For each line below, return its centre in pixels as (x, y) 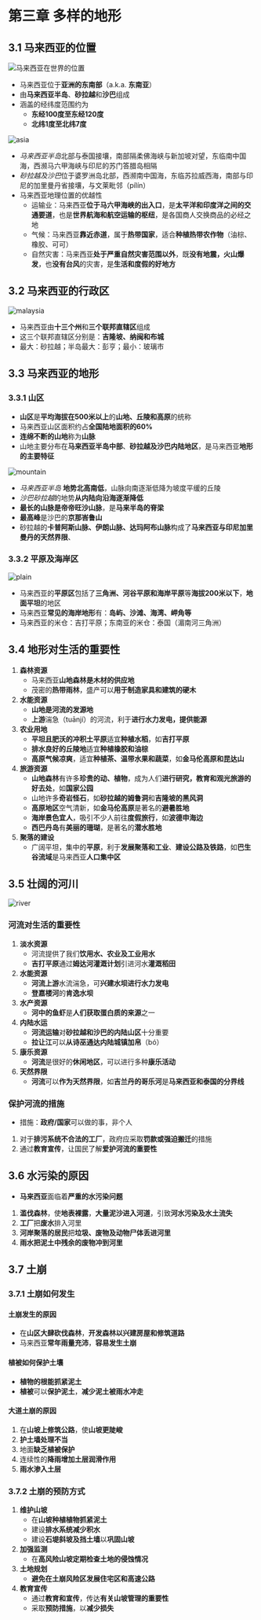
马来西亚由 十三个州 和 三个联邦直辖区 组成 (85, 326)
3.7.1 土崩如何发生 (42, 1294)
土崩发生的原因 (32, 1314)
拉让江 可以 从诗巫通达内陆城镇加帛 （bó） (97, 1041)
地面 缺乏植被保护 (47, 1449)
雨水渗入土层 (40, 1469)
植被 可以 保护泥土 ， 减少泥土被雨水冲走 (81, 1391)
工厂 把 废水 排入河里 (51, 1222)
